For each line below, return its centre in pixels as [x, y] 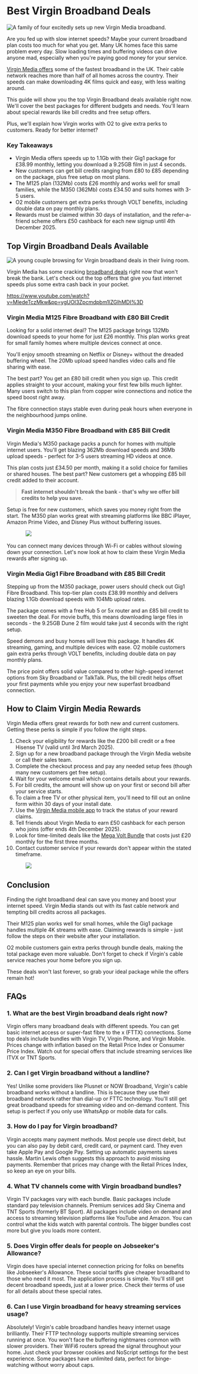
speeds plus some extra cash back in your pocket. [68, 284]
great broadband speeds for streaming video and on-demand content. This [98, 1105]
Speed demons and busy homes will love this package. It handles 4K [90, 640]
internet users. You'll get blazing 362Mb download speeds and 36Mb [91, 450]
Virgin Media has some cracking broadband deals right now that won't [92, 272]
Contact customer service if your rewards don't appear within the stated [103, 848]
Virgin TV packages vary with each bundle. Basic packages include [89, 1199]
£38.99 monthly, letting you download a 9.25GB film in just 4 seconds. [101, 165]
